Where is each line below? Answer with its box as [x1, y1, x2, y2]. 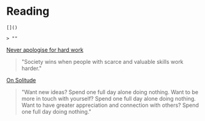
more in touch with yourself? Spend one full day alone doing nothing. [21, 95, 196, 102]
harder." [21, 64, 42, 72]
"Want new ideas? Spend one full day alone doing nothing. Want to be [21, 88, 198, 96]
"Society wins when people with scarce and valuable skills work [21, 58, 184, 65]
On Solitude [6, 76, 36, 84]
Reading [6, 4, 50, 18]
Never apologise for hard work [6, 46, 84, 53]
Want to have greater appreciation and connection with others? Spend [21, 101, 199, 109]
